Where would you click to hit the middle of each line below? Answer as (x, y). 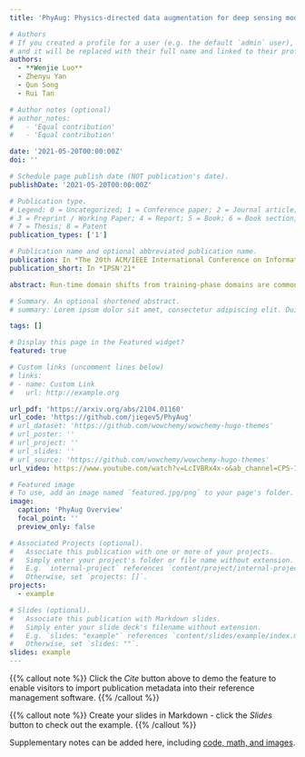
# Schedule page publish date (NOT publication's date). (119, 176)
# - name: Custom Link (52, 384)
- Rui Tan (36, 93)
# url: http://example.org (64, 393)
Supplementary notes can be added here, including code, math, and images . (152, 742)
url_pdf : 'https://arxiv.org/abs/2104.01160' (97, 409)
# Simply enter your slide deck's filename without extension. (135, 627)
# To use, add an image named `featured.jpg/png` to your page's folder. (152, 493)
